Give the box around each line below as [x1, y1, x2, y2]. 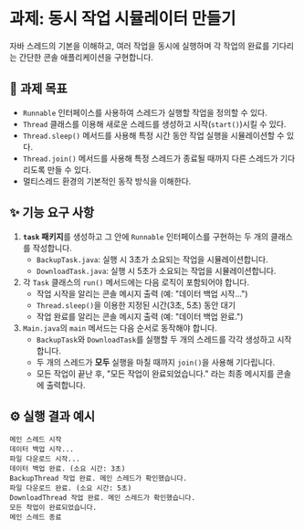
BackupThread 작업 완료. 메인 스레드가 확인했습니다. [9, 474, 188, 483]
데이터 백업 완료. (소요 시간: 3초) [9, 464, 126, 473]
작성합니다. [32, 242, 73, 253]
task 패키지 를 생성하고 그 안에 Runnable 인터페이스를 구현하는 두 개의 [22, 230, 269, 242]
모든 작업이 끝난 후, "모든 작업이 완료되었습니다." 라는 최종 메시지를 [36, 367, 275, 379]
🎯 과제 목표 [9, 81, 68, 97]
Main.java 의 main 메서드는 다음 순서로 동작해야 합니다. [22, 322, 217, 334]
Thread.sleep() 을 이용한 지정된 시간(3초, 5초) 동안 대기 [36, 299, 236, 311]
